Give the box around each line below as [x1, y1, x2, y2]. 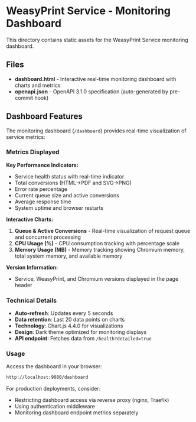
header [14, 281, 32, 288]
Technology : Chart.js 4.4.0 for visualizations [14, 322, 123, 329]
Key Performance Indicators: [6, 161, 79, 168]
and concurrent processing [14, 233, 81, 241]
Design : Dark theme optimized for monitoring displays [14, 329, 147, 336]
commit [14, 94, 34, 101]
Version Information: [6, 264, 58, 271]
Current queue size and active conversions [14, 191, 120, 199]
